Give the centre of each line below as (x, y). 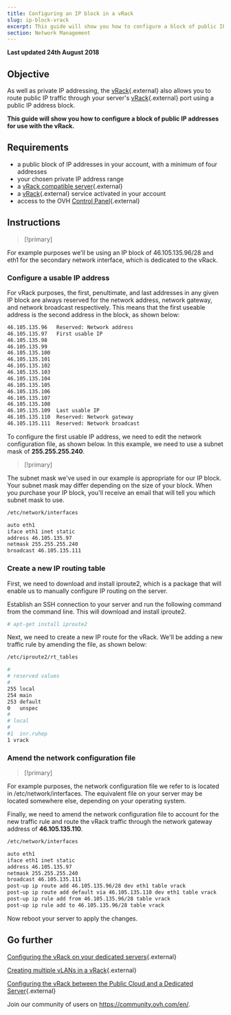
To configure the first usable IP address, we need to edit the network (104, 436)
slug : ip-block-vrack (38, 20)
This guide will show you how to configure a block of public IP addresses (113, 119)
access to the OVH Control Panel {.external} (78, 201)
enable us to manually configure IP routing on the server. (88, 591)
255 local (21, 689)
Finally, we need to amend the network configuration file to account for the (113, 814)
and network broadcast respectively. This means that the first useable (106, 307)
